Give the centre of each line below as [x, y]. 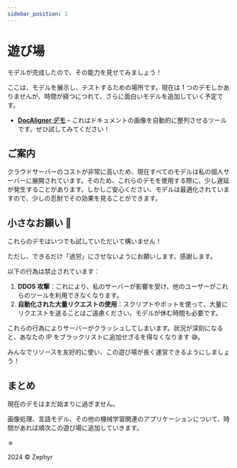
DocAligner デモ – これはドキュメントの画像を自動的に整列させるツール [122, 120]
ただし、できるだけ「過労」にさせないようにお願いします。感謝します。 [112, 257]
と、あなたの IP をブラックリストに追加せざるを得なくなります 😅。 [106, 337]
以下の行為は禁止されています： [54, 272]
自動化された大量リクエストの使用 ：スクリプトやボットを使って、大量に [123, 304]
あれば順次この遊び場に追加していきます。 [81, 428]
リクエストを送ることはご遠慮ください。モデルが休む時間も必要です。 [120, 313]
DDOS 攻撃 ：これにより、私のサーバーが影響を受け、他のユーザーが [117, 286]
